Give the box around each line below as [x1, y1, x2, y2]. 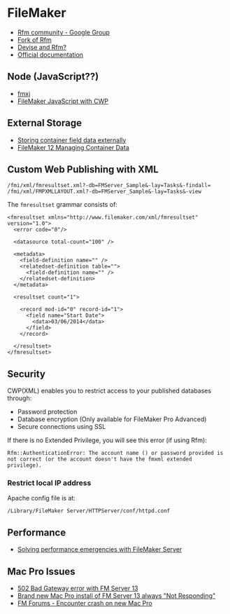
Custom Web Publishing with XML [7, 163, 159, 175]
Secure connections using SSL [17, 423, 106, 431]
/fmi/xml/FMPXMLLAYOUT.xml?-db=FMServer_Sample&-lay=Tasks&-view [7, 188, 201, 196]
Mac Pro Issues [7, 566, 76, 578]
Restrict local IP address [7, 478, 92, 488]
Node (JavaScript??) [7, 71, 99, 83]
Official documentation [17, 50, 84, 59]
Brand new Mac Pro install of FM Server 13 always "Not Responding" [17, 592, 216, 600]
